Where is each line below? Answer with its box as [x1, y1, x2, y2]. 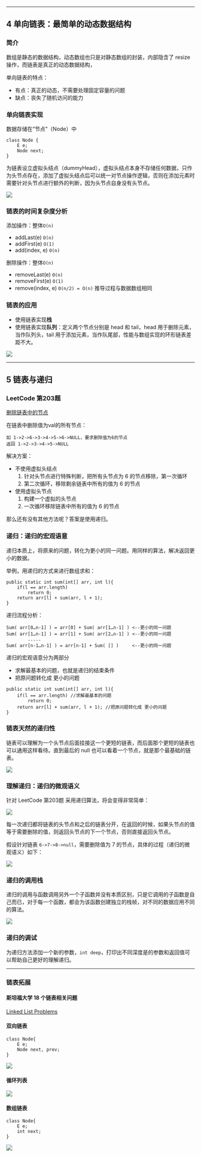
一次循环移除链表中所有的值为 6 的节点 [23, 503, 120, 510]
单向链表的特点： [6, 73, 48, 81]
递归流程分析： [6, 611, 43, 619]
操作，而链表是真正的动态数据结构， [6, 61, 96, 68]
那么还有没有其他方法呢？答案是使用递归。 [6, 515, 111, 523]
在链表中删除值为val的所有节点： [6, 422, 87, 429]
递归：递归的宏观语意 [6, 532, 68, 541]
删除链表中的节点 [6, 409, 48, 416]
